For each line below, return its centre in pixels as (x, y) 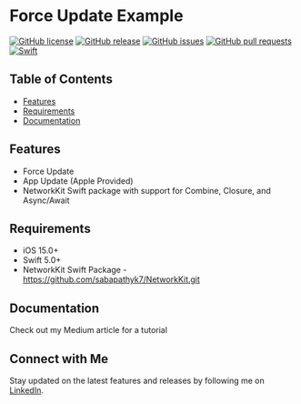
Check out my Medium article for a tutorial (89, 330)
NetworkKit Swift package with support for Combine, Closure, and (146, 190)
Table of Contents (61, 80)
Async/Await (46, 200)
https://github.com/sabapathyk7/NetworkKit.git (111, 279)
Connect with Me (59, 359)
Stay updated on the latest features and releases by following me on (137, 380)
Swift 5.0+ (42, 260)
